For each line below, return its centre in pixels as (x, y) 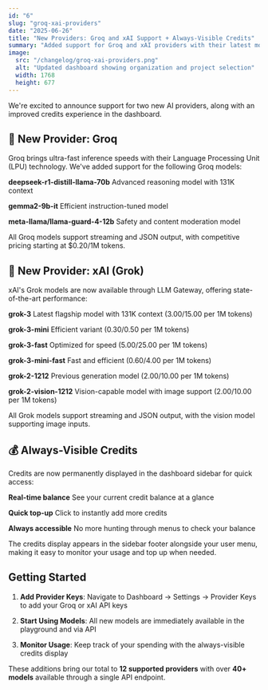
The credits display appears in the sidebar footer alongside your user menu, (133, 544)
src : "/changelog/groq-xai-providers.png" (87, 61)
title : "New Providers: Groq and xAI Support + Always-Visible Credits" (132, 38)
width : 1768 (35, 75)
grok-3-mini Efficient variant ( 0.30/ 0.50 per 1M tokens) (99, 329)
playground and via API (58, 629)
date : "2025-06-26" (41, 30)
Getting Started (47, 578)
